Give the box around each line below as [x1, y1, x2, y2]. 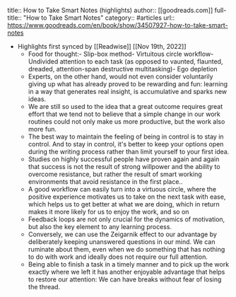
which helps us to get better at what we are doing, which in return [28, 200, 220, 208]
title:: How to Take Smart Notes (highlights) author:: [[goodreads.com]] [7, 6, 213, 14]
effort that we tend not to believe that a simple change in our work [28, 110, 221, 118]
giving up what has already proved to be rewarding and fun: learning [28, 80, 228, 88]
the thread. [28, 283, 61, 291]
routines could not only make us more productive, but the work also [28, 117, 225, 126]
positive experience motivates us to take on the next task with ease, [28, 192, 226, 201]
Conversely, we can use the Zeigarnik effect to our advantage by [28, 230, 218, 238]
